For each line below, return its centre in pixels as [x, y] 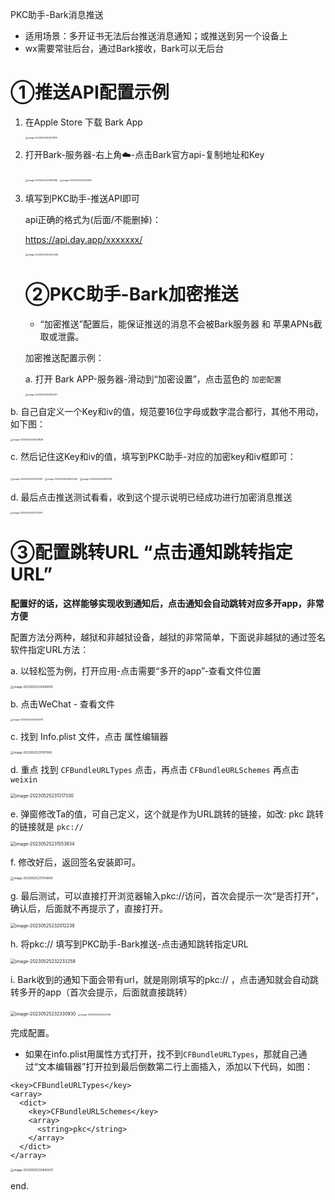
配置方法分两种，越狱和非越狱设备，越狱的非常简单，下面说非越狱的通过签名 [168, 637]
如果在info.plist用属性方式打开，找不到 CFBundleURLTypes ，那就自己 [161, 1054]
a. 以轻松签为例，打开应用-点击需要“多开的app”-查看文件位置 [136, 670]
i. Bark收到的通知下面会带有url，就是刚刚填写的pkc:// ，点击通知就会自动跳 [164, 979]
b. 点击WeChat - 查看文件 [63, 704]
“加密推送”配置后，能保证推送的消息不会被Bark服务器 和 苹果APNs [176, 324]
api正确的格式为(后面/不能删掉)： [93, 219]
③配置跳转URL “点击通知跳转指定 [151, 552]
